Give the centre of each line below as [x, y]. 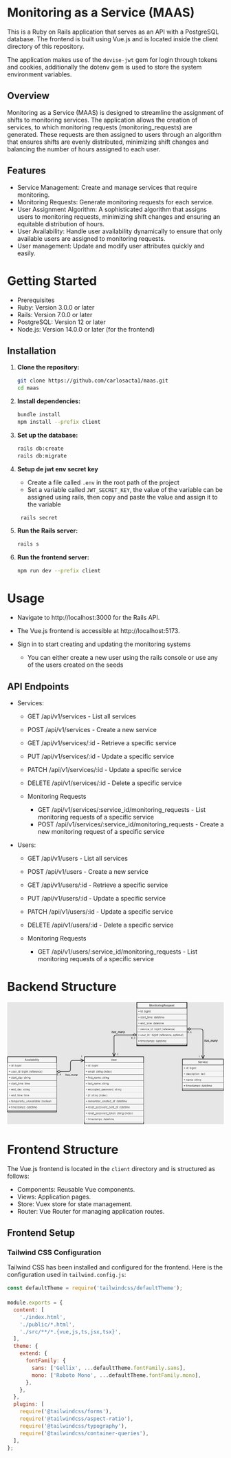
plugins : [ [29, 1404]
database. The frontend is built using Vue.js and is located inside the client [113, 39]
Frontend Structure [63, 1149]
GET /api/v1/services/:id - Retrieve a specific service [102, 743]
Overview [29, 96]
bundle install [39, 415]
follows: [18, 1176]
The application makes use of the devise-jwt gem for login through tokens [112, 59]
